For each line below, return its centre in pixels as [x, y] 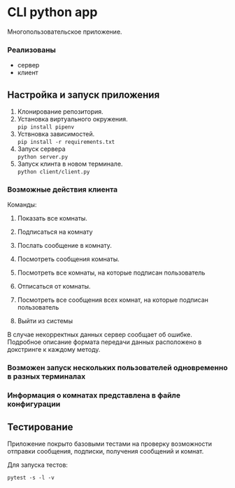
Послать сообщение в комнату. [64, 246]
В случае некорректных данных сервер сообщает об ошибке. [100, 335]
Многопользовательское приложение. [65, 32]
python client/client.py [54, 172]
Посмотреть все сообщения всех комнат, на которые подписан [113, 300]
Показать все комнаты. [52, 218]
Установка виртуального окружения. [72, 119]
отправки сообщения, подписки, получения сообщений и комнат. [106, 451]
